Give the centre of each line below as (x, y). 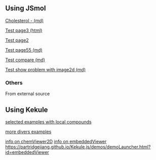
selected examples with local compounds (49, 122)
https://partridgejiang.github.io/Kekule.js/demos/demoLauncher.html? (78, 147)
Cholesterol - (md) (25, 20)
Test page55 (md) (24, 50)
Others (14, 83)
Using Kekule (27, 110)
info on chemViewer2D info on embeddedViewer (56, 141)
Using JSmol (26, 8)
